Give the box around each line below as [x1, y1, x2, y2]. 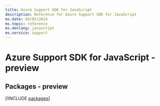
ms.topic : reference [5, 21, 48, 26]
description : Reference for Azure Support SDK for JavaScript [5, 12, 137, 17]
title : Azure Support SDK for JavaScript [5, 7, 92, 12]
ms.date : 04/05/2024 [5, 16, 48, 21]
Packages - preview [5, 82, 68, 91]
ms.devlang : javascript [5, 26, 55, 31]
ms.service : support [5, 30, 48, 35]
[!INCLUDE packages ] [5, 96, 50, 101]
